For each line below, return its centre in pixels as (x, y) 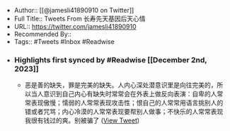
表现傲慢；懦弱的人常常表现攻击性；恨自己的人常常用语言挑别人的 (127, 103)
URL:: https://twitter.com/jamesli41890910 (75, 27)
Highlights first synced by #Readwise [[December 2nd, (110, 59)
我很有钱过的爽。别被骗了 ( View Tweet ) (82, 120)
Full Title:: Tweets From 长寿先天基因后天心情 (80, 18)
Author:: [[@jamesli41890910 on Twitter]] (74, 10)
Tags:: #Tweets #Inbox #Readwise (64, 41)
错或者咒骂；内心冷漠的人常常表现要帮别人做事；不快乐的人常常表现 (124, 112)
